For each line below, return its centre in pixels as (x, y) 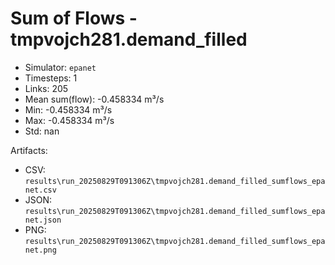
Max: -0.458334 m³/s (69, 120)
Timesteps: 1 (51, 78)
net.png (40, 250)
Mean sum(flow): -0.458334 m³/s (94, 99)
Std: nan (42, 131)
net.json (43, 220)
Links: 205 (46, 88)
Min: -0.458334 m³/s (68, 109)
